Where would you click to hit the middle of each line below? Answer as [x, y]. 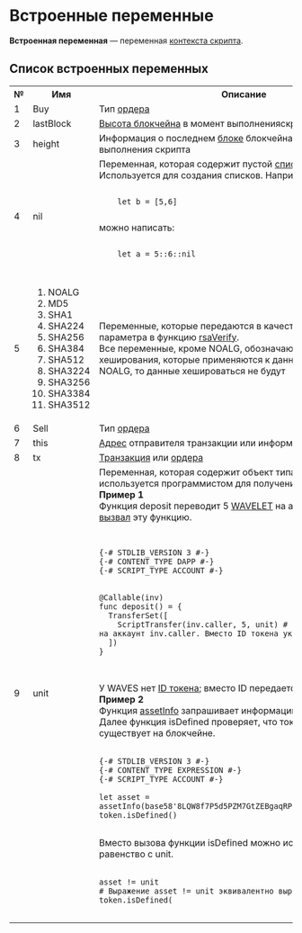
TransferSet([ [138, 615]
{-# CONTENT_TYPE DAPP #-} [156, 561]
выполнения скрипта [145, 149]
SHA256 [67, 336]
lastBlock [52, 123]
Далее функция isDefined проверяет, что [188, 722]
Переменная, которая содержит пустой [186, 164]
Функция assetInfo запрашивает [169, 710]
